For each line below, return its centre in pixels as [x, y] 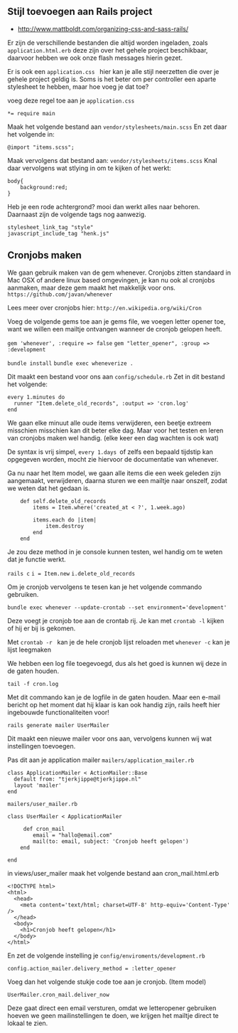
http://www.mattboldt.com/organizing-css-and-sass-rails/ [103, 28]
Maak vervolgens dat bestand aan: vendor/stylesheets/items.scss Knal [112, 160]
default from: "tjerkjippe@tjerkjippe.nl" [77, 779]
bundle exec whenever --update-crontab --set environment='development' [117, 608]
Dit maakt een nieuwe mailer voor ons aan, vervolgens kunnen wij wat [109, 738]
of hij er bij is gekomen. [42, 628]
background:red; [44, 187]
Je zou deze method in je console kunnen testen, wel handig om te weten [115, 551]
